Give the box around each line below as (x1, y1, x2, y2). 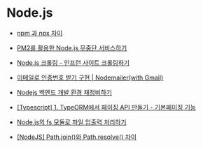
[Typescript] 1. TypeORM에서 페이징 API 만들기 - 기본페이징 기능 (16, 103, 197, 111)
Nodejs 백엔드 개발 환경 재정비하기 (16, 88, 113, 96)
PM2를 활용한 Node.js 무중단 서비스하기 (16, 43, 127, 52)
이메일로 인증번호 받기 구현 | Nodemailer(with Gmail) (16, 73, 164, 82)
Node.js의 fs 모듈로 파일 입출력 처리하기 (16, 117, 127, 126)
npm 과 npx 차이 (16, 29, 63, 37)
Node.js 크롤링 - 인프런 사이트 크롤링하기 (16, 58, 130, 67)
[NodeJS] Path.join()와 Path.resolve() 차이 (16, 133, 137, 141)
